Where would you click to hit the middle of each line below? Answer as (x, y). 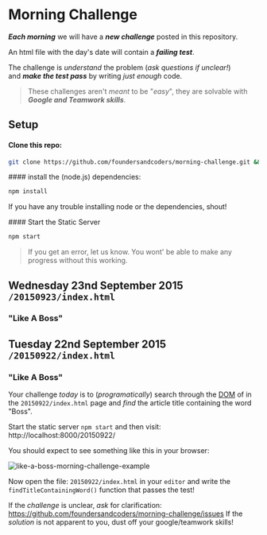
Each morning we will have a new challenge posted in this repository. (123, 37)
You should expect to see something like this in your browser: (109, 451)
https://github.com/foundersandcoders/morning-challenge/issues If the (126, 514)
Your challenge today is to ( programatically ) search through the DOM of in (130, 394)
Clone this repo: (35, 145)
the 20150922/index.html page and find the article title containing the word (130, 403)
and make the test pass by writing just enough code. (95, 76)
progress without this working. (77, 261)
